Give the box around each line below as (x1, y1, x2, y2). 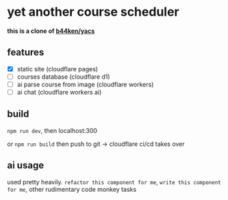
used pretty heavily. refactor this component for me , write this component (7, 177, 221, 186)
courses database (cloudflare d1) (16, 73, 111, 81)
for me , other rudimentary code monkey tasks (7, 185, 137, 193)
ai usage (7, 160, 45, 171)
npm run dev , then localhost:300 (7, 126, 98, 134)
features (7, 47, 45, 58)
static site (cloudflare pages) (16, 64, 98, 73)
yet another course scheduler (7, 4, 179, 20)
